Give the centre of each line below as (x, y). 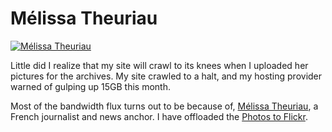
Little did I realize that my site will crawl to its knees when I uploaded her (159, 65)
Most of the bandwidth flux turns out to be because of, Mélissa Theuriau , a (164, 106)
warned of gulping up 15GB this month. (91, 86)
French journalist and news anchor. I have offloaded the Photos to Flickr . (159, 116)
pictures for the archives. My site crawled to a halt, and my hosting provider (166, 76)
